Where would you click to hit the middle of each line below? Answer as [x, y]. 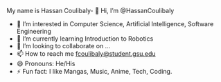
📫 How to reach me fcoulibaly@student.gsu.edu [86, 54]
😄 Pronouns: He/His [46, 63]
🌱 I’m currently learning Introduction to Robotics [85, 39]
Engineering [34, 31]
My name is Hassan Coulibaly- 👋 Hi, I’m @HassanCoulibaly [90, 11]
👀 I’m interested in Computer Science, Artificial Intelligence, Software [115, 24]
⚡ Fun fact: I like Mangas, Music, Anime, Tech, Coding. [94, 71]
